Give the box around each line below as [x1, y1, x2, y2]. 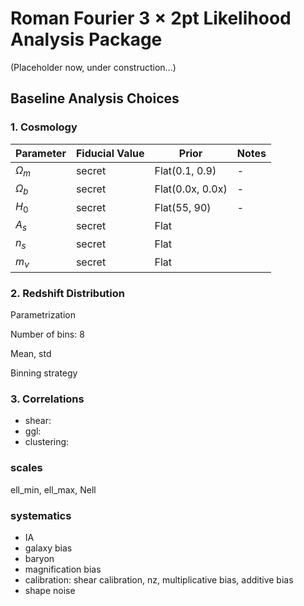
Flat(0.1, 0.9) [154, 164, 217, 178]
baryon [24, 552, 55, 564]
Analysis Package [10, 28, 163, 51]
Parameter [15, 146, 67, 160]
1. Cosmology [10, 120, 78, 134]
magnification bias [24, 563, 102, 575]
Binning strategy [10, 367, 78, 379]
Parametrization [10, 309, 76, 321]
